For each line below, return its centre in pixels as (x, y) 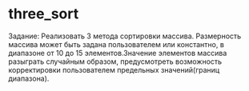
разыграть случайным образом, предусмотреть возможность (115, 61)
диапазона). (29, 78)
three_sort (44, 14)
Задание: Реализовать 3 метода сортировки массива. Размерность (125, 36)
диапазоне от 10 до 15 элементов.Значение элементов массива (118, 53)
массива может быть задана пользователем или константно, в (116, 44)
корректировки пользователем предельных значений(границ (114, 69)
